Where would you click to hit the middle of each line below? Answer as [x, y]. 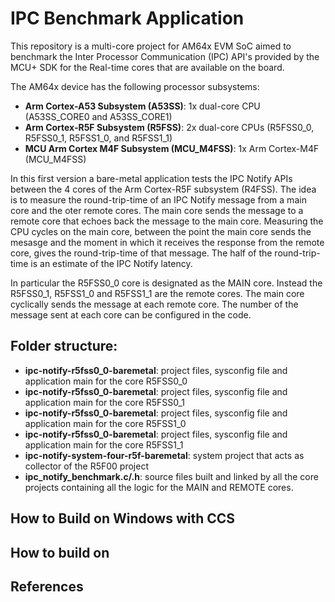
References [47, 586]
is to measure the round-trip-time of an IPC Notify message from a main [158, 199]
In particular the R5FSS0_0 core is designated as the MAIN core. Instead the [166, 283]
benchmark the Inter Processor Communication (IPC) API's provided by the [165, 56]
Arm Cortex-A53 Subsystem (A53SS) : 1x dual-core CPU [142, 106]
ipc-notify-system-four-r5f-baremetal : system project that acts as [164, 455]
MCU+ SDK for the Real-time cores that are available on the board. [147, 67]
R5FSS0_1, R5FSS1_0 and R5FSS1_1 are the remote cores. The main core [157, 293]
